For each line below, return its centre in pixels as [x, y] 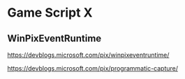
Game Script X [50, 13]
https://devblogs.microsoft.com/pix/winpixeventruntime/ [88, 55]
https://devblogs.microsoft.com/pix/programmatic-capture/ [93, 68]
